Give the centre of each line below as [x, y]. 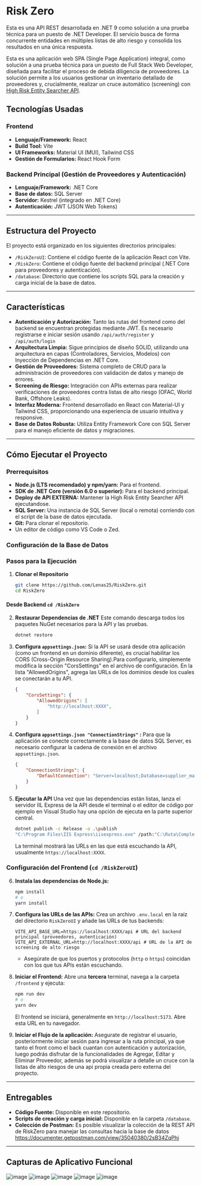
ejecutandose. [33, 504]
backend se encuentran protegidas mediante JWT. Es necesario [94, 328]
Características [36, 307]
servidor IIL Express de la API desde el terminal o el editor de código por [104, 805]
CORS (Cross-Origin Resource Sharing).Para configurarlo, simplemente [103, 660]
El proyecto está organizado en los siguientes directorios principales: [91, 245]
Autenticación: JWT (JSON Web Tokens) [66, 206]
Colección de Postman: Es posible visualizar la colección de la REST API [105, 1125]
